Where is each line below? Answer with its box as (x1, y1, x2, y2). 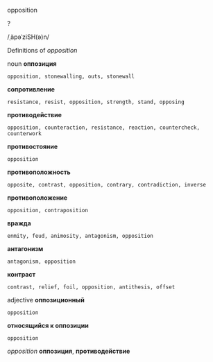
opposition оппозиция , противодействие (7, 347, 130, 355)
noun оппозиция (7, 60, 57, 68)
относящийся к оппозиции (7, 322, 89, 329)
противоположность (7, 168, 71, 176)
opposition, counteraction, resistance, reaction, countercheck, (7, 124, 200, 131)
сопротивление (7, 85, 56, 93)
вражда (7, 219, 31, 227)
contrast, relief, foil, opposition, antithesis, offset (7, 284, 176, 291)
